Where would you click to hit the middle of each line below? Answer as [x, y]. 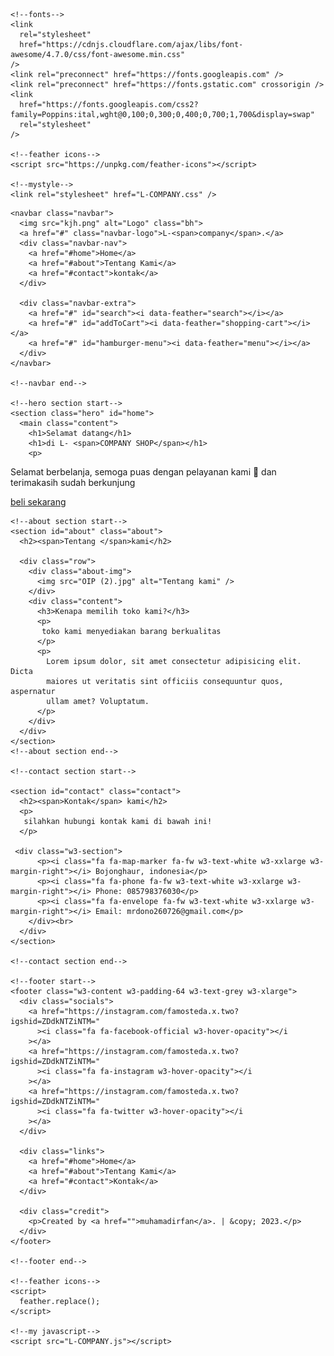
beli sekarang [38, 502]
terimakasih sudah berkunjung [73, 482]
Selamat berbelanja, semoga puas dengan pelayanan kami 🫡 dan [143, 472]
